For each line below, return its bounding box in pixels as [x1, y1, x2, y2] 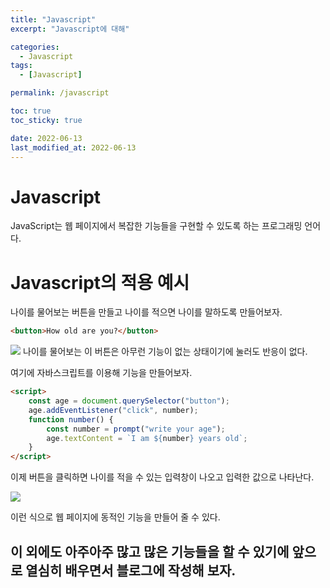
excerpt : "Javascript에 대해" [10, 24, 130, 34]
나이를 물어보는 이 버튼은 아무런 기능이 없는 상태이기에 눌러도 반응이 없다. [22, 346, 308, 358]
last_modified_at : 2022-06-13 [10, 142, 137, 153]
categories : [10, 42, 60, 52]
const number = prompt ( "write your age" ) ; [46, 424, 226, 434]
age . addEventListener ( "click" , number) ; [28, 405, 199, 415]
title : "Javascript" [10, 14, 97, 25]
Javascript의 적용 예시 [10, 271, 190, 294]
